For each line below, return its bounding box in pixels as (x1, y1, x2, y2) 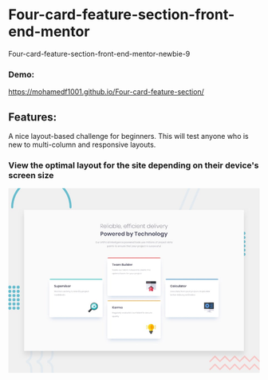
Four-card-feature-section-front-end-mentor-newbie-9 (8, 49, 191, 58)
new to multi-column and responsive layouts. (8, 140, 156, 149)
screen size (8, 169, 54, 180)
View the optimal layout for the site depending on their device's (8, 160, 259, 171)
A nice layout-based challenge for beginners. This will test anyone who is (8, 132, 249, 141)
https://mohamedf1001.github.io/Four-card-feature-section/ (8, 87, 205, 97)
